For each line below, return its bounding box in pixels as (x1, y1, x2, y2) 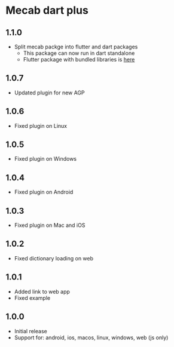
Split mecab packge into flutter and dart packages (14, 43, 138, 50)
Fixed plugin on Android (14, 189, 74, 196)
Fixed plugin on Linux (14, 122, 67, 129)
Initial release (14, 327, 47, 334)
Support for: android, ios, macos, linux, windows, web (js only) (14, 334, 169, 341)
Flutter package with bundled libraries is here (23, 56, 135, 63)
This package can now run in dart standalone (23, 50, 135, 57)
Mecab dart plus (5, 4, 89, 17)
